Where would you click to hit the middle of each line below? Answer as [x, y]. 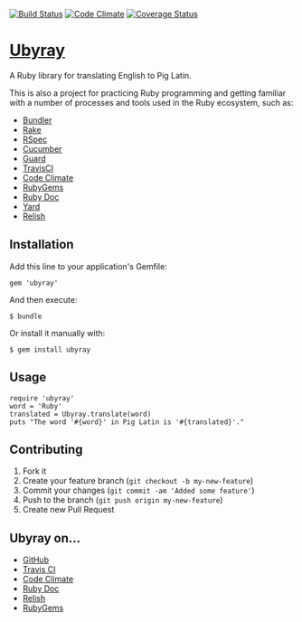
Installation [42, 245]
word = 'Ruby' [36, 406]
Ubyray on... [45, 538]
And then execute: [43, 299]
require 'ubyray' [42, 398]
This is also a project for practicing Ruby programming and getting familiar [148, 93]
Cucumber [42, 148]
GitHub [36, 560]
